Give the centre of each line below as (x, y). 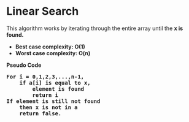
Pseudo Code (24, 65)
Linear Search (43, 11)
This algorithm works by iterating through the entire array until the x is (95, 28)
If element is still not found (53, 101)
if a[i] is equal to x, (55, 83)
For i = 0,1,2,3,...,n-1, (45, 77)
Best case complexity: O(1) (50, 47)
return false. (40, 113)
